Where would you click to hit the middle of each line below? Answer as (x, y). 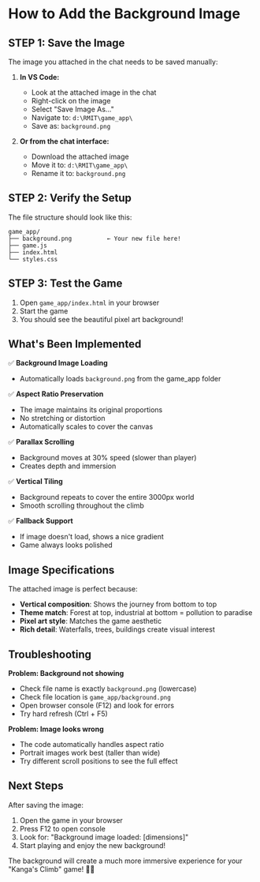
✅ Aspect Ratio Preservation (56, 394)
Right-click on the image (71, 101)
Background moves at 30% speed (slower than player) (108, 458)
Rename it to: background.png (78, 173)
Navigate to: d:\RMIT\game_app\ (82, 118)
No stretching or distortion (62, 418)
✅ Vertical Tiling (35, 482)
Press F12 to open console (63, 828)
